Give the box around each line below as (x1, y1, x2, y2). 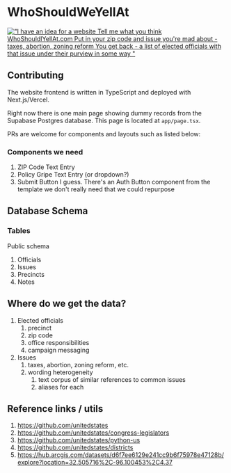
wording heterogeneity (27, 368, 93, 376)
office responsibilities (27, 338, 90, 346)
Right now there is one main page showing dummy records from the (7, 109, 202, 117)
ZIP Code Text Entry (17, 163, 75, 171)
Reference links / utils (7, 403, 104, 415)
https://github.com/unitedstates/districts (17, 443, 134, 452)
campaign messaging (27, 346, 90, 354)
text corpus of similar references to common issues (38, 375, 186, 383)
